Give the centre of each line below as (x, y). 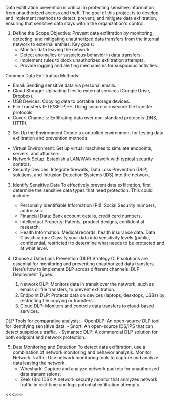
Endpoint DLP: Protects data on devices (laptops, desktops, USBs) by (92, 295)
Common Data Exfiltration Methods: (42, 75)
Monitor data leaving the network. (55, 49)
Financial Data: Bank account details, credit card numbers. (81, 216)
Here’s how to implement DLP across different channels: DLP (76, 269)
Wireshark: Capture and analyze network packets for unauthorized (90, 369)
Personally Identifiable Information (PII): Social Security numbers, (88, 205)
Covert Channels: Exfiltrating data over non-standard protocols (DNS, (85, 118)
